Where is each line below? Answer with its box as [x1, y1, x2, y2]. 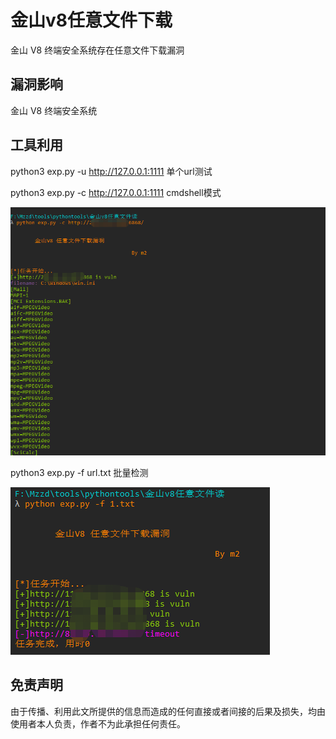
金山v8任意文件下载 [10, 9, 173, 32]
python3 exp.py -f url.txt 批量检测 [10, 466, 149, 478]
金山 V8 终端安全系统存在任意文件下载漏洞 [10, 44, 185, 56]
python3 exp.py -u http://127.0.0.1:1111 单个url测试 [10, 165, 213, 177]
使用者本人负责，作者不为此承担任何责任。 [10, 717, 186, 730]
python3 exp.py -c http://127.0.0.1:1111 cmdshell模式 [10, 186, 222, 198]
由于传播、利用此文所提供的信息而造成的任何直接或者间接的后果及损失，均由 [10, 705, 326, 717]
